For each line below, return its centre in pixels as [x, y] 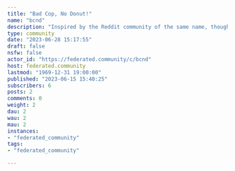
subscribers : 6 [29, 85]
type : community [31, 33]
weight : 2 [22, 105]
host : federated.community [47, 66]
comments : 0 [24, 99]
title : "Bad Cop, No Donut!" [50, 14]
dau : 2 [17, 111]
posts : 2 [20, 92]
